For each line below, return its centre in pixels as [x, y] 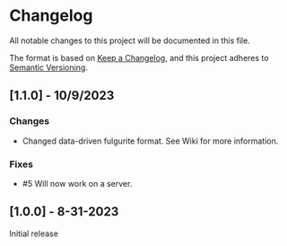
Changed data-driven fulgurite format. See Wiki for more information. [150, 141]
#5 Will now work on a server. [77, 183]
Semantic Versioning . [48, 67]
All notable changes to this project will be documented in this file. [130, 40]
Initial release [34, 233]
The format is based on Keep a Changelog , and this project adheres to [139, 57]
